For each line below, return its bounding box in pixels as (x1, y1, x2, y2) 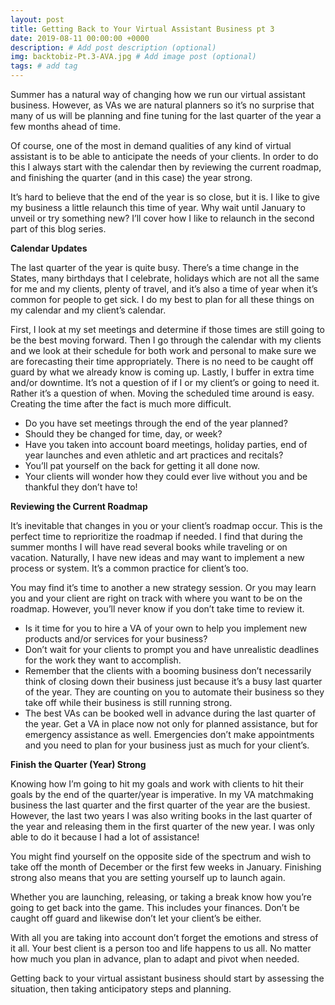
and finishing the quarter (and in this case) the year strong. (10, 172, 253, 183)
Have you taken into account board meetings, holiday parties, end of (24, 439, 308, 450)
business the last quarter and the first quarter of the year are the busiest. (10, 799, 311, 811)
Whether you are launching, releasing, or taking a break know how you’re (10, 891, 312, 903)
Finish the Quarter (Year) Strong (10, 759, 147, 770)
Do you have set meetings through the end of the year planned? (24, 417, 288, 429)
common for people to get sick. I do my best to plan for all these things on (10, 294, 315, 305)
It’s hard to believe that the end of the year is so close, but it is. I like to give (10, 191, 320, 203)
